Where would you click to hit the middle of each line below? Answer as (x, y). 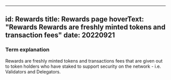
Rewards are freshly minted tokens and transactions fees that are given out (84, 61)
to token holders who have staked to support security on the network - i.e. (83, 66)
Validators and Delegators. (33, 71)
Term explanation (27, 50)
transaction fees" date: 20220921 (60, 35)
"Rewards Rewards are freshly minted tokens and (85, 27)
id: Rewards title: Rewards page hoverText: (75, 19)
